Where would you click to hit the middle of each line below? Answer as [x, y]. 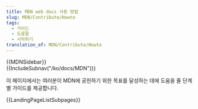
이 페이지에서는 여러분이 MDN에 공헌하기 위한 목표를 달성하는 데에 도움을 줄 [94, 80]
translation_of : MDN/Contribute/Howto [54, 45]
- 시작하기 [23, 39]
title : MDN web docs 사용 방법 [42, 12]
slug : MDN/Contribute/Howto [41, 17]
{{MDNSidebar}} [26, 62]
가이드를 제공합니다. [35, 88]
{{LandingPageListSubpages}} [44, 99]
